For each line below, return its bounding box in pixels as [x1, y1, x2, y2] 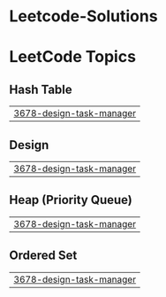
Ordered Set [9, 248, 78, 263]
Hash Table [9, 82, 72, 97]
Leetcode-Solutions [9, 6, 158, 27]
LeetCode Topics [9, 47, 137, 67]
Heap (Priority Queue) [9, 192, 132, 207]
